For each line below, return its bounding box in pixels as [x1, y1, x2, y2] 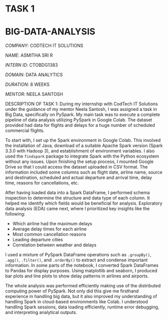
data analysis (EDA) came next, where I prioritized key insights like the [5, 206, 150, 212]
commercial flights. [5, 127, 45, 133]
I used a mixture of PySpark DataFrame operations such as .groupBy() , [5, 252, 151, 258]
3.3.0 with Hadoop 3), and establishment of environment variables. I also [5, 148, 155, 154]
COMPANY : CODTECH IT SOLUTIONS [5, 43, 83, 49]
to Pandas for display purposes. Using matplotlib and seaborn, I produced [5, 268, 157, 274]
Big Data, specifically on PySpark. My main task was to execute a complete [5, 111, 160, 118]
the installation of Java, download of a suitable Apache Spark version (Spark [5, 142, 163, 148]
